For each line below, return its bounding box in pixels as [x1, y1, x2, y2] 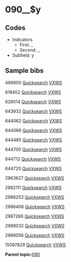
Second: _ [19, 47, 40, 53]
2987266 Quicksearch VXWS [5, 213, 65, 219]
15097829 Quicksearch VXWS [5, 242, 66, 248]
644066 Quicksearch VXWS [5, 127, 62, 133]
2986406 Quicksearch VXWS [5, 203, 65, 209]
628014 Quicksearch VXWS [5, 98, 61, 104]
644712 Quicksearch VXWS [5, 156, 61, 162]
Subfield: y [12, 52, 34, 58]
